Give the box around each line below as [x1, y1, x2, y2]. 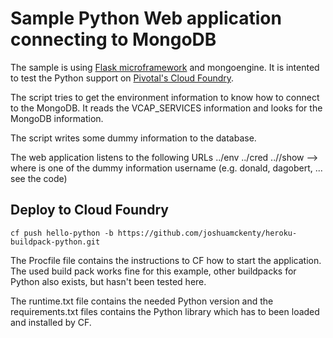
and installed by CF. [10, 316, 92, 328]
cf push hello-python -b [10, 228, 114, 238]
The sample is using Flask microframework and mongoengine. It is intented [10, 61, 320, 73]
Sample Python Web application [10, 7, 282, 30]
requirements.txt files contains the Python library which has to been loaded [10, 305, 320, 317]
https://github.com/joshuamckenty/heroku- [117, 228, 298, 238]
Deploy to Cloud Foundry [10, 202, 169, 219]
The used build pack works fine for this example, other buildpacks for [10, 265, 297, 277]
